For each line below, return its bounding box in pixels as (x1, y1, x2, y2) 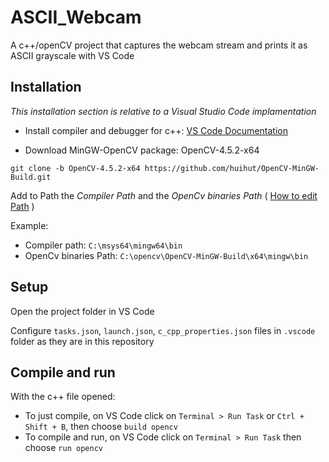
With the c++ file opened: (10, 391, 116, 403)
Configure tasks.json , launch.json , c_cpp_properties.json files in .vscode (10, 324, 316, 336)
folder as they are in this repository (10, 335, 155, 347)
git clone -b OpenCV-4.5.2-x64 (10, 163, 141, 173)
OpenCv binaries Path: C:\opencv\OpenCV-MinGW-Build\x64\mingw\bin (24, 249, 309, 261)
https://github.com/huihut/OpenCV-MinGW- (144, 163, 320, 173)
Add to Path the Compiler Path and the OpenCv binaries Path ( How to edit (10, 189, 318, 201)
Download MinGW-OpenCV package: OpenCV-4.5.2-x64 (24, 144, 260, 156)
